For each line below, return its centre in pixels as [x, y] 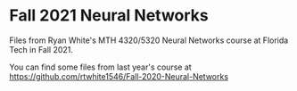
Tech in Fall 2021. [41, 49]
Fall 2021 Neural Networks [109, 16]
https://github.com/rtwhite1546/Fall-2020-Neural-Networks [119, 76]
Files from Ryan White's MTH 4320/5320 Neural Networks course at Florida [149, 40]
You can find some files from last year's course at [100, 67]
